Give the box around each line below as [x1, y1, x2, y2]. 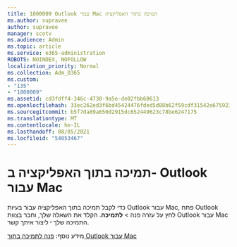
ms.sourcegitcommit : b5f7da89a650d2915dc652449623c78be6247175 [7, 108, 197, 115]
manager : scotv [7, 30, 52, 37]
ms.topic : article [7, 43, 61, 50]
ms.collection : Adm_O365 [7, 69, 80, 76]
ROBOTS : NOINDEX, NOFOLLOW [7, 56, 87, 63]
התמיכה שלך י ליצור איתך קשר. [7, 218, 90, 227]
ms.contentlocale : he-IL [7, 121, 80, 129]
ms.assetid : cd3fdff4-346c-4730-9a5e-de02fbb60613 [7, 96, 159, 103]
